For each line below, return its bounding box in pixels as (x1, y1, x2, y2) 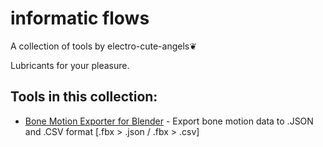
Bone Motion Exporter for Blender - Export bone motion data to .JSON (24, 115, 314, 127)
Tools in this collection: (10, 88, 158, 106)
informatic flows (10, 7, 150, 30)
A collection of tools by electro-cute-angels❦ (10, 40, 197, 52)
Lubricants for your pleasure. (10, 59, 130, 71)
